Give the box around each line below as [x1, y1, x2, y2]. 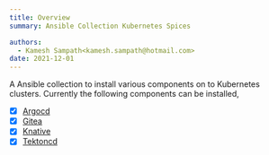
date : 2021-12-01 [9, 55, 75, 64]
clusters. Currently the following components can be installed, [9, 89, 240, 99]
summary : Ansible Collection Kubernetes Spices [9, 22, 192, 30]
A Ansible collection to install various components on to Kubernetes [9, 79, 261, 90]
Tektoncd [22, 136, 58, 147]
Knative [22, 126, 51, 137]
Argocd [22, 106, 51, 116]
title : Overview [9, 13, 70, 22]
